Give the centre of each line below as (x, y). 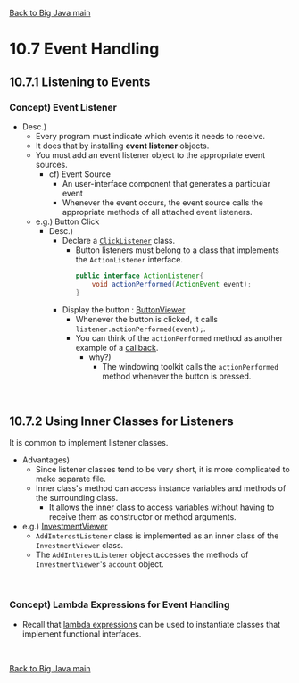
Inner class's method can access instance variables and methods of (161, 488)
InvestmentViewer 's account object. (100, 564)
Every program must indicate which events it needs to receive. (150, 136)
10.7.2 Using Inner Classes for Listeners (121, 421)
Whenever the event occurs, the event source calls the (162, 202)
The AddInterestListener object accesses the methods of (142, 555)
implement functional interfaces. (82, 634)
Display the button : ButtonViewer (124, 309)
